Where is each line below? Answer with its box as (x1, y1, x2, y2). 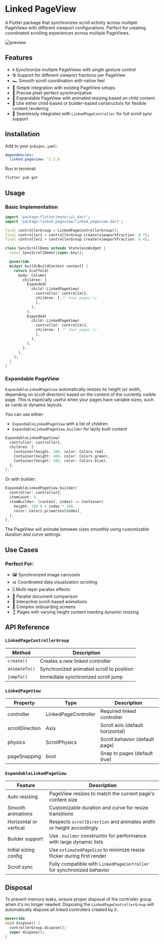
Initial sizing (7, 847, 35, 854)
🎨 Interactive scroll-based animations (12, 598, 87, 604)
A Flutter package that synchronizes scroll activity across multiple (5, 20, 138, 25)
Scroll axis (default (100, 722, 143, 728)
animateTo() (7, 666, 36, 672)
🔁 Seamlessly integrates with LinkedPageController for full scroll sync (12, 110, 153, 116)
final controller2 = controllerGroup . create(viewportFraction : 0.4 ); (5, 237, 150, 242)
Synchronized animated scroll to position (40, 665, 133, 672)
